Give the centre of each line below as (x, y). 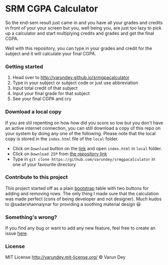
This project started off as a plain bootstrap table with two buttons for (77, 188)
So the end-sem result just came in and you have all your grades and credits (84, 23)
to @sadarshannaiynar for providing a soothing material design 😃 (73, 204)
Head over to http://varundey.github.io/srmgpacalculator (71, 78)
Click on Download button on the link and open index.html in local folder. (87, 148)
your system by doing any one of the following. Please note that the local (80, 133)
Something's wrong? (31, 217)
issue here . (17, 233)
